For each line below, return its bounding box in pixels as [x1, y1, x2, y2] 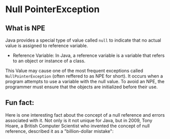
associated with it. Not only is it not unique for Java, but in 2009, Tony [5, 117, 153, 123]
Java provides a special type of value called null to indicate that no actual [5, 37, 161, 43]
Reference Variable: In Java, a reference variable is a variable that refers [12, 52, 165, 58]
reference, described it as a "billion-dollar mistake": [5, 128, 114, 134]
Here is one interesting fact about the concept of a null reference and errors [5, 112, 165, 118]
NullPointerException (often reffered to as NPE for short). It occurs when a [5, 73, 163, 79]
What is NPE [5, 24, 45, 32]
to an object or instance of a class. [12, 58, 86, 64]
